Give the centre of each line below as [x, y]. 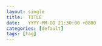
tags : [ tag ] [21, 34]
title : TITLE [24, 17]
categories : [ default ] [35, 28]
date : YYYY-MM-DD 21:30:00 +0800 [51, 23]
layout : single [25, 12]
